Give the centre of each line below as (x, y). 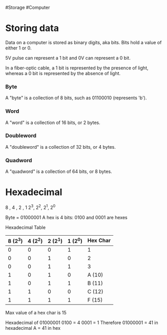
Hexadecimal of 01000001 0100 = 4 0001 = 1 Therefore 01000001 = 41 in (82, 323)
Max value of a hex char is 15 (36, 313)
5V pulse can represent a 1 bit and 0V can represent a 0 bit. (68, 58)
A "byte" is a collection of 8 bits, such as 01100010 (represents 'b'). (76, 98)
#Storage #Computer (28, 7)
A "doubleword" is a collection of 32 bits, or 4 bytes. (61, 147)
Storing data (32, 28)
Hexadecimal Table (26, 227)
